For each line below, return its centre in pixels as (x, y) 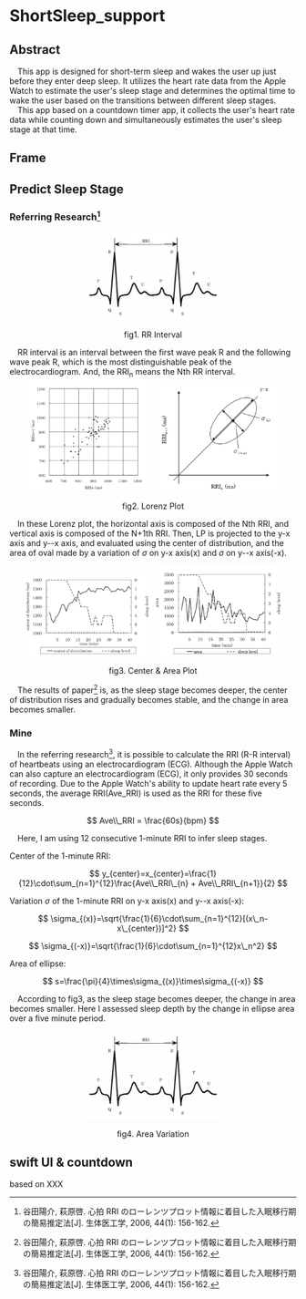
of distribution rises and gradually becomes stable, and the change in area (149, 699)
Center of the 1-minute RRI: (60, 856)
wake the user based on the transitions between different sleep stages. (143, 100)
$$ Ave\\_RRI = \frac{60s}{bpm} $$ (153, 820)
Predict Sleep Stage (67, 189)
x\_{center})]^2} (147, 928)
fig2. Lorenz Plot (153, 506)
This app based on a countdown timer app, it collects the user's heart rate (157, 110)
